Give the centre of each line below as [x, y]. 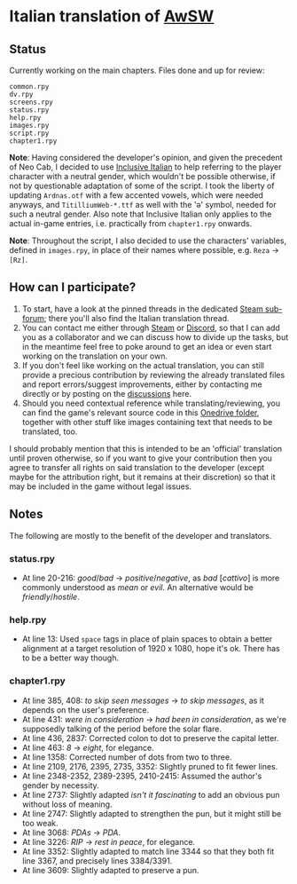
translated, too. [50, 431]
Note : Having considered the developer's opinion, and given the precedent [146, 158]
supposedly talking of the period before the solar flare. [121, 729]
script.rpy [29, 133]
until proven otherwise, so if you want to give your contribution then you [141, 458]
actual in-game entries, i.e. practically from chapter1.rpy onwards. [131, 223]
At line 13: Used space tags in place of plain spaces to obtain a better [147, 639]
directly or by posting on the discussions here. [107, 393]
